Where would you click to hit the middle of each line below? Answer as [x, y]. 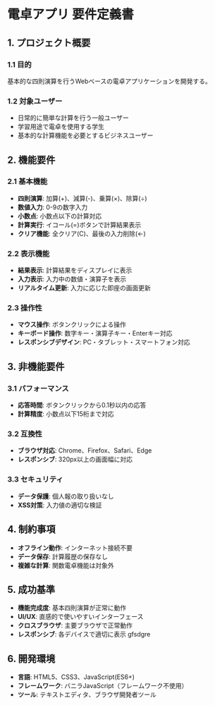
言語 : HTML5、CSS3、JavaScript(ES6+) [76, 677]
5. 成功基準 [31, 589]
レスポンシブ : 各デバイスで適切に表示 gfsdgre [84, 634]
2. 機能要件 [31, 160]
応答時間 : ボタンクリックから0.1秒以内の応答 [82, 405]
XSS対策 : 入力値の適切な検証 [60, 505]
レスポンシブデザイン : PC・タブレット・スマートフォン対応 [104, 342]
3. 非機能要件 [36, 366]
